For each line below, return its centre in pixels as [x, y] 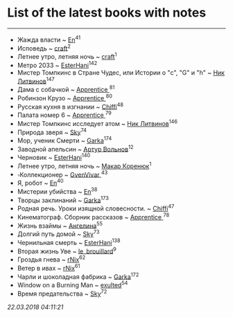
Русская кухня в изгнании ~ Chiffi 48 [70, 106]
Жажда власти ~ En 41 [49, 39]
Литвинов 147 [36, 80]
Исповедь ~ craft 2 [44, 48]
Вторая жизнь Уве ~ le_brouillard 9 [67, 251]
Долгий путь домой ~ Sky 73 [58, 233]
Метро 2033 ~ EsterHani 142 [57, 64]
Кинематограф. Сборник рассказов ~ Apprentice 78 [93, 216]
